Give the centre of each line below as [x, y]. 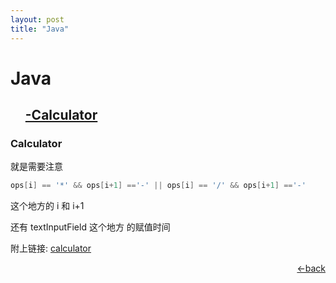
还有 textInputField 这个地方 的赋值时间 [90, 227]
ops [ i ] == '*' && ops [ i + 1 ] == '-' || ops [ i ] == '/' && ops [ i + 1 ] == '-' [158, 186]
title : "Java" [40, 29]
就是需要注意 [36, 167]
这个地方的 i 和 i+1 [47, 206]
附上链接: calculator [51, 248]
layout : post [37, 19]
